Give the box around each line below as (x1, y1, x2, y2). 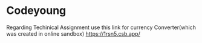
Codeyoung (6, 4, 67, 18)
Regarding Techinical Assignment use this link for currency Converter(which (6, 24, 197, 31)
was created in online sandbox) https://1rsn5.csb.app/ (6, 30, 140, 37)
